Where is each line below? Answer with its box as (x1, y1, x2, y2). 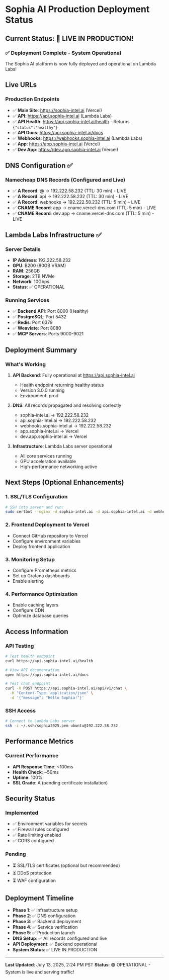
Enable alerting (12, 578, 44, 584)
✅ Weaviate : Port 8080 (12, 325, 61, 331)
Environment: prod (20, 392, 59, 398)
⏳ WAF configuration (12, 877, 56, 883)
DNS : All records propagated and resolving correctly (12, 402, 122, 408)
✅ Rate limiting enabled (12, 832, 61, 838)
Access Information (5, 627, 69, 636)
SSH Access (5, 707, 36, 714)
